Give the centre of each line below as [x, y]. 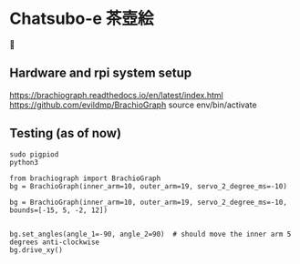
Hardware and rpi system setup [101, 73]
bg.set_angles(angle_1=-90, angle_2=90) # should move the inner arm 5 [150, 234]
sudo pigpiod [34, 154]
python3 [24, 162]
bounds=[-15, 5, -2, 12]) [58, 210]
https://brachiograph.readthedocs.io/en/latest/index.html [116, 95]
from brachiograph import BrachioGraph [85, 178]
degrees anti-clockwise [55, 242]
